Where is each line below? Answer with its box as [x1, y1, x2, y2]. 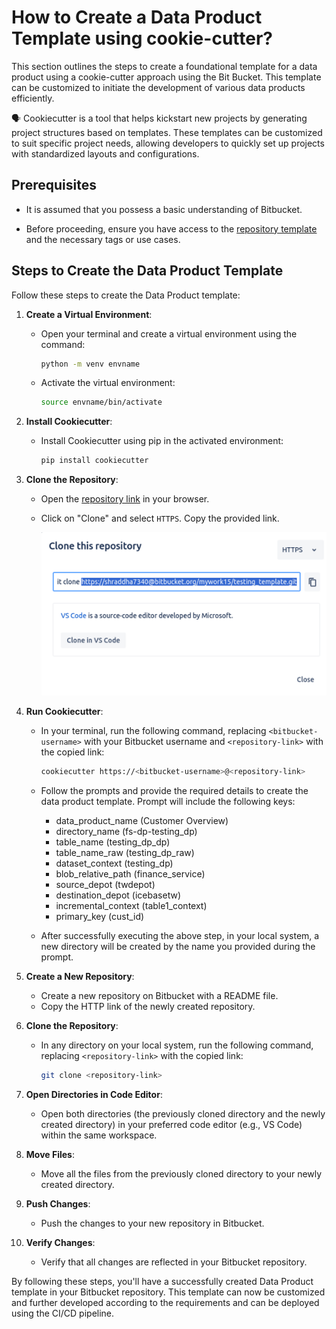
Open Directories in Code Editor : [25, 1089, 163, 1101]
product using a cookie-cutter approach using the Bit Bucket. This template [11, 71, 322, 83]
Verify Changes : [25, 1237, 96, 1249]
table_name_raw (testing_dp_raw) [55, 847, 195, 859]
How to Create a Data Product [11, 6, 263, 29]
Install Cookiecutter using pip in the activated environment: [40, 435, 284, 447]
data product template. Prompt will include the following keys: [40, 796, 296, 808]
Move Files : [25, 1149, 76, 1161]
